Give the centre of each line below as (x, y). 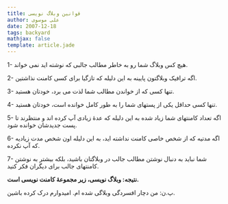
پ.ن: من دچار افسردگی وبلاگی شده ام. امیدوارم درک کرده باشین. (91, 193)
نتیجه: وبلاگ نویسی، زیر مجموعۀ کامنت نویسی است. (73, 179)
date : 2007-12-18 (32, 26)
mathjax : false (29, 39)
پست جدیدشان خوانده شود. (42, 125)
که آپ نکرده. (24, 145)
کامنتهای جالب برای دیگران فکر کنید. (53, 166)
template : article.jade (41, 45)
